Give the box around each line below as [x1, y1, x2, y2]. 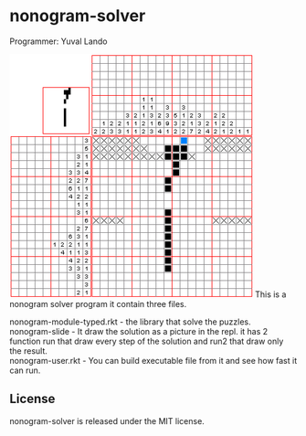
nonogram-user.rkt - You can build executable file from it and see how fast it [9, 355, 298, 366]
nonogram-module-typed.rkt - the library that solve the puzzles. [9, 316, 251, 327]
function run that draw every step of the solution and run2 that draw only [9, 335, 284, 346]
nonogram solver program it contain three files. [9, 298, 187, 309]
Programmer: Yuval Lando [9, 36, 108, 47]
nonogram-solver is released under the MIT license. [9, 415, 206, 426]
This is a [254, 289, 287, 300]
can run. [9, 365, 41, 376]
